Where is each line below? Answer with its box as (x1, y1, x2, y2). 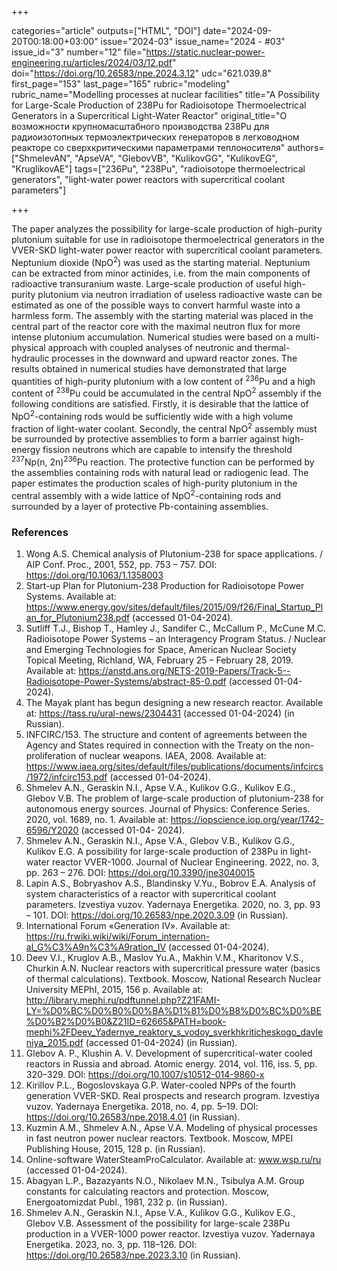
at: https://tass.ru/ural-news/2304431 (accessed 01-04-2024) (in (25, 707, 295, 719)
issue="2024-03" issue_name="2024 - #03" (100, 36, 286, 47)
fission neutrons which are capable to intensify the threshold (42, 444, 293, 456)
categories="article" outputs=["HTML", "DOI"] (11, 25, 201, 36)
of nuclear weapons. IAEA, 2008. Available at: (78, 749, 267, 761)
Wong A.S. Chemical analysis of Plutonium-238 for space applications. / (25, 547, 323, 560)
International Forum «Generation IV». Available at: (25, 919, 231, 931)
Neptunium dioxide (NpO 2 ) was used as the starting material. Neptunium (11, 255, 311, 268)
